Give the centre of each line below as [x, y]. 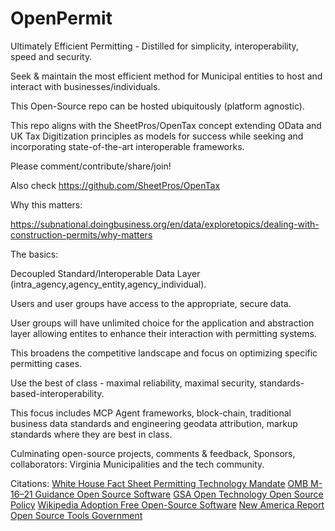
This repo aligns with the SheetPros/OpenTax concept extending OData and [166, 125]
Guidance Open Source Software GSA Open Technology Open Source [179, 494]
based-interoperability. [57, 393]
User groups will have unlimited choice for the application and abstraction [162, 323]
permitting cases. [46, 363]
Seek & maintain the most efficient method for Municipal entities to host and [166, 76]
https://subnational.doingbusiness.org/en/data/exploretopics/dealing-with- [165, 224]
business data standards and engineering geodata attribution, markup [154, 423]
